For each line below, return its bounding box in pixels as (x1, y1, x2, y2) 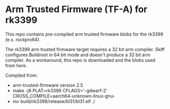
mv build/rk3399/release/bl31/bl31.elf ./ (12, 98, 95, 104)
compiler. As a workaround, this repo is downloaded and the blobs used (5, 57, 156, 63)
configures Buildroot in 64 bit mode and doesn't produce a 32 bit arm (5, 52, 151, 58)
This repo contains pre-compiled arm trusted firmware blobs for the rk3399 (5, 31, 163, 37)
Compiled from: (5, 72, 38, 78)
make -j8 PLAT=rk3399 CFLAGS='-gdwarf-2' (12, 87, 108, 93)
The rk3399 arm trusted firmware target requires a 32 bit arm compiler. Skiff (5, 46, 165, 52)
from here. (5, 62, 27, 68)
